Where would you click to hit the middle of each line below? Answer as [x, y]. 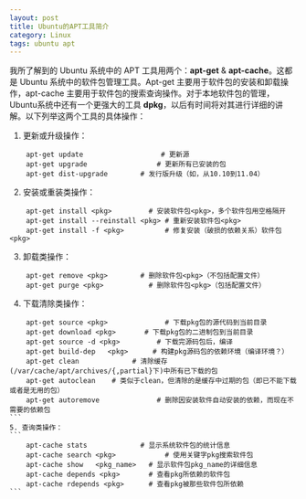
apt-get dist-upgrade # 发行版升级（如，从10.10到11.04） [145, 175]
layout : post [34, 18]
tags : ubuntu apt [42, 43]
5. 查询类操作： [36, 428]
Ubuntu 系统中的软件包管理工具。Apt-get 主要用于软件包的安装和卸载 [150, 82]
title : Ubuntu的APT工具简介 [59, 27]
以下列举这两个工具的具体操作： [85, 116]
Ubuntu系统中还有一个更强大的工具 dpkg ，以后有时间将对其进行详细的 [142, 105]
